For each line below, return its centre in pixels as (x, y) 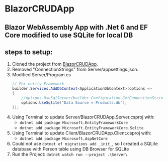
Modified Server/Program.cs (41, 75)
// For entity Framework (38, 84)
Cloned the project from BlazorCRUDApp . (55, 64)
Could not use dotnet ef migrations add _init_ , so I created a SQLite (85, 143)
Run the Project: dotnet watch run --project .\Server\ (70, 154)
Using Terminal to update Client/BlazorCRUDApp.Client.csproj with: (81, 133)
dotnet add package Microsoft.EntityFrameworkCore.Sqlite (81, 128)
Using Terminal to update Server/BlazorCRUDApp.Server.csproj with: (83, 117)
